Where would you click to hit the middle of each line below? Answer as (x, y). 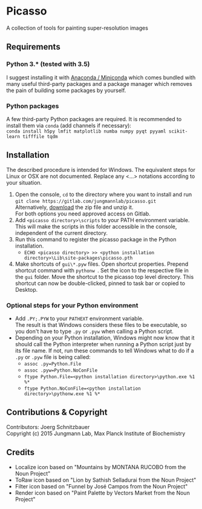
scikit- (178, 131)
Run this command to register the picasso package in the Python (96, 239)
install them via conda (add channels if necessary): (69, 125)
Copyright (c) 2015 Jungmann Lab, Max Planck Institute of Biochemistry (96, 433)
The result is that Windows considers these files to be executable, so (101, 325)
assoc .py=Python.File (53, 364)
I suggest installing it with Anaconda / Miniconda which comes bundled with (101, 77)
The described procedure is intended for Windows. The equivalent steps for (101, 169)
